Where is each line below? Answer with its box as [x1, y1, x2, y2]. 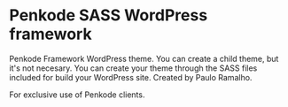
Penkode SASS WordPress [9, 5, 208, 26]
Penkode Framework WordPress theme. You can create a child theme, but [9, 53, 279, 64]
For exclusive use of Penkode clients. [9, 89, 145, 100]
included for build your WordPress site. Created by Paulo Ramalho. [9, 72, 253, 82]
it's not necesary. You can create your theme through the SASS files [9, 63, 258, 73]
